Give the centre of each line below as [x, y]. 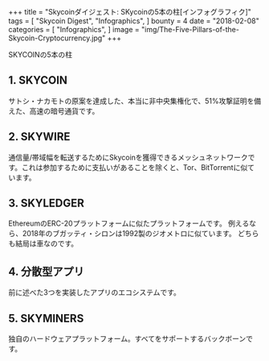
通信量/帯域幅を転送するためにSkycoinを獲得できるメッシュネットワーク [128, 157]
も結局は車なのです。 [43, 243]
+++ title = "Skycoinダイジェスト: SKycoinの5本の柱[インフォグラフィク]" [130, 12]
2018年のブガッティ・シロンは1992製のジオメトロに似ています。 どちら [141, 234]
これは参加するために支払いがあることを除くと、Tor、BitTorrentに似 [134, 167]
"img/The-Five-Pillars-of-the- [190, 29]
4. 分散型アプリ [46, 271]
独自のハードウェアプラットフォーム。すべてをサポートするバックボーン [127, 339]
